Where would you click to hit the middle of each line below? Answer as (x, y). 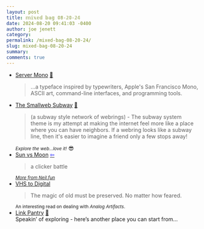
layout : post (23, 12)
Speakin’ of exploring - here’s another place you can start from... (97, 219)
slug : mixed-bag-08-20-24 (39, 46)
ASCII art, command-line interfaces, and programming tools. (106, 93)
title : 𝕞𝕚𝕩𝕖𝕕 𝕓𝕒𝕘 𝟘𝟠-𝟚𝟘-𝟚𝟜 (43, 18)
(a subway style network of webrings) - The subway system (106, 117)
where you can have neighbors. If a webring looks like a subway (111, 129)
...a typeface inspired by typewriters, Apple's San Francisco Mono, (114, 87)
